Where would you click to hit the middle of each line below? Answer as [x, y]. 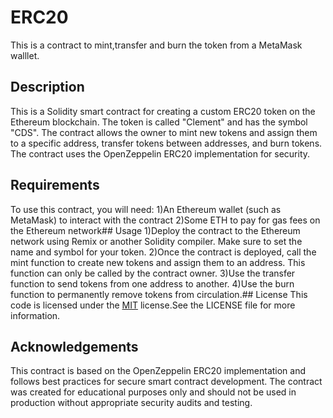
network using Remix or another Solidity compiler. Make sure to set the [156, 241]
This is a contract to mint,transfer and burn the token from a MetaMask [156, 45]
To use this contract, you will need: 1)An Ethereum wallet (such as [146, 209]
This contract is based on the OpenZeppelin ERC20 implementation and [158, 371]
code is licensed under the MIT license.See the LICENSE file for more [153, 305]
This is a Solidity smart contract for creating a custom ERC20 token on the [163, 111]
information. [35, 315]
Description [47, 87]
